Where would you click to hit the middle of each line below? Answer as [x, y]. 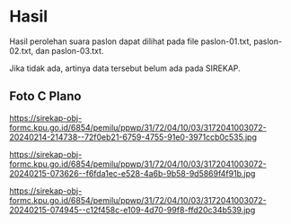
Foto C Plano [45, 96]
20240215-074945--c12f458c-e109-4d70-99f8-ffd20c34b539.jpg [132, 210]
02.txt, [22, 50]
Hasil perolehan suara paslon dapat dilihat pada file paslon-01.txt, [131, 41]
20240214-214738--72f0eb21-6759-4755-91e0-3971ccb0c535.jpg [133, 137]
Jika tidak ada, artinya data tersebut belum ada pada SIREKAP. [125, 68]
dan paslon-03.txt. [70, 50]
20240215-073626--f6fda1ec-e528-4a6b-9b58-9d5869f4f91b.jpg [132, 173]
